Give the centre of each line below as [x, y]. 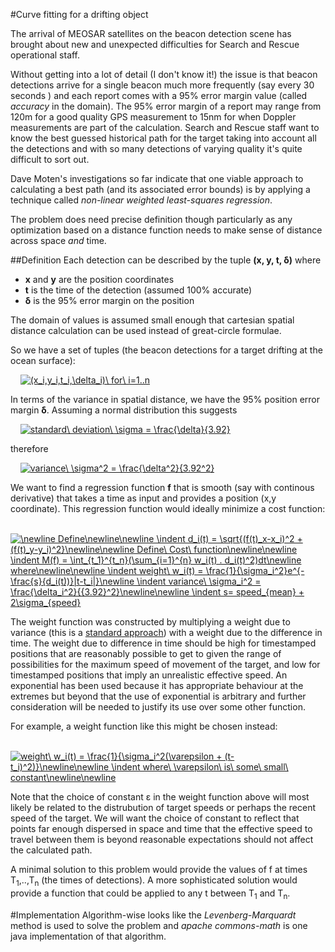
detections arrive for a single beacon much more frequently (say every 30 [162, 85]
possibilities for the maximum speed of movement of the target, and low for [165, 664]
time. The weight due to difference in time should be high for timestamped [163, 643]
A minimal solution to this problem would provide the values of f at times [159, 869]
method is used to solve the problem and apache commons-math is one [159, 925]
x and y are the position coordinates [99, 279]
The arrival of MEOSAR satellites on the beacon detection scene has [151, 33]
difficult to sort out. [50, 159]
